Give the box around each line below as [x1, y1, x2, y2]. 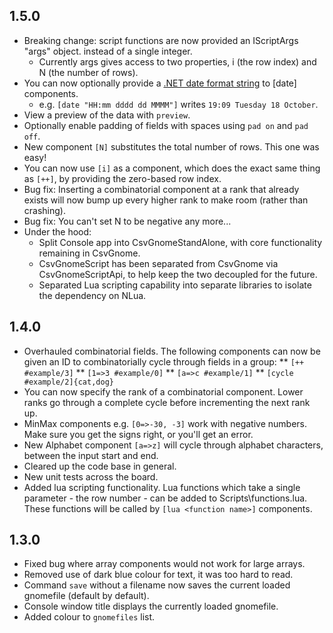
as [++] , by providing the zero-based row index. [23, 172, 222, 184]
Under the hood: [23, 225, 92, 238]
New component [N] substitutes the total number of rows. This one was [23, 140, 320, 153]
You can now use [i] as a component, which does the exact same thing [23, 162, 321, 174]
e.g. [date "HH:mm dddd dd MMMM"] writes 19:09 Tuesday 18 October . [38, 98, 319, 110]
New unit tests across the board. [23, 470, 159, 483]
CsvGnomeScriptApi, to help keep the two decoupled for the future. [38, 268, 318, 280]
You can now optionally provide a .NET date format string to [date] [23, 77, 297, 89]
